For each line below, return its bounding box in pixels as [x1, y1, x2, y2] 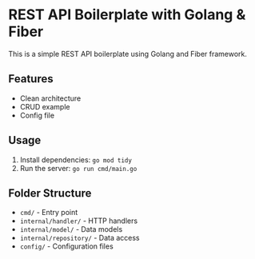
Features [8, 72, 54, 86]
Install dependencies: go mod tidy [19, 154, 132, 165]
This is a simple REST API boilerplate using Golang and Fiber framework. [8, 49, 248, 58]
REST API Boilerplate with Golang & [8, 6, 246, 24]
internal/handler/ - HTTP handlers [19, 216, 138, 225]
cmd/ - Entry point [19, 208, 78, 217]
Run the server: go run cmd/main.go [19, 163, 137, 173]
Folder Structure [8, 186, 92, 200]
